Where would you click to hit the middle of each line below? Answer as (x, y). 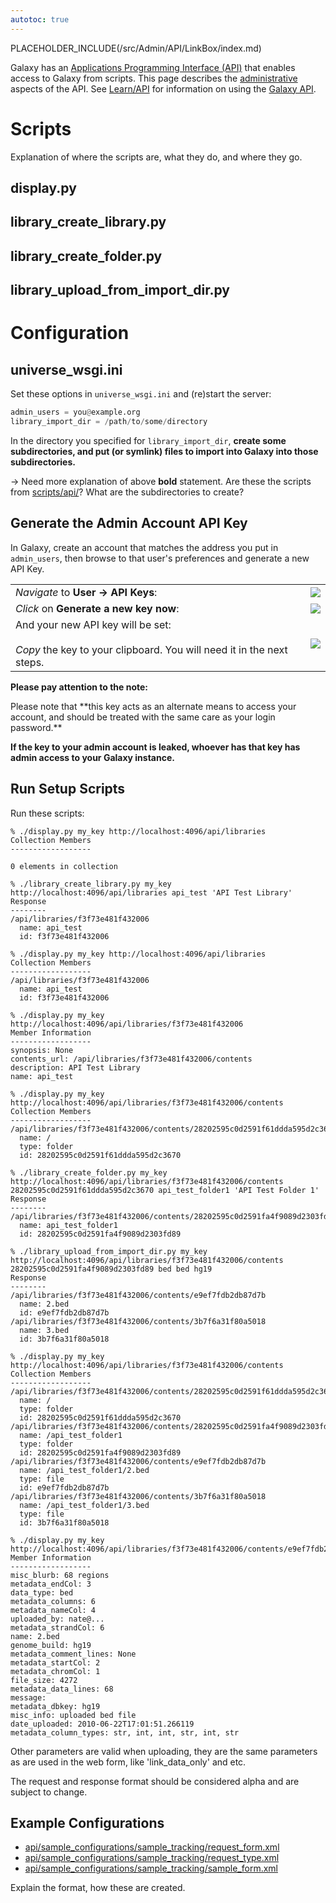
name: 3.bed (44, 1330)
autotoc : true (40, 19)
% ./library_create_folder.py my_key (89, 1172)
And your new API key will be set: (93, 624)
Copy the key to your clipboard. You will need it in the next (151, 649)
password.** (36, 727)
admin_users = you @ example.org (75, 412)
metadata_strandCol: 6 (57, 1627)
